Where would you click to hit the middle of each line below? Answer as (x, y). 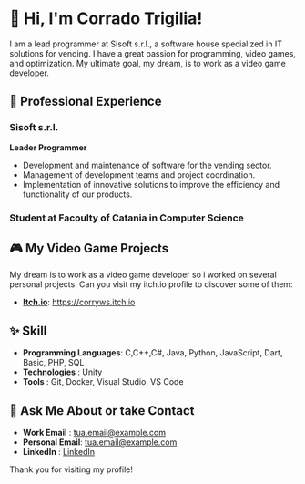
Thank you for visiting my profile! (71, 469)
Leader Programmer (48, 147)
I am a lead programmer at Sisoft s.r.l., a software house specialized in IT (146, 44)
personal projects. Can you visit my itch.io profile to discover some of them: (151, 284)
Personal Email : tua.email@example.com (100, 442)
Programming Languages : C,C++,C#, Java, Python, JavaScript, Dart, (152, 353)
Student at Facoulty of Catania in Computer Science (127, 218)
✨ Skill (28, 330)
